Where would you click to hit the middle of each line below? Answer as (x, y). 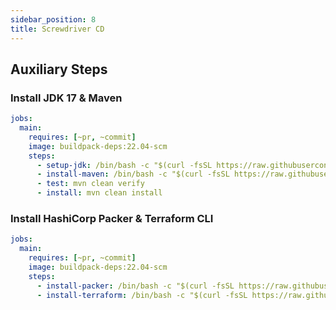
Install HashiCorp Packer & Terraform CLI (112, 218)
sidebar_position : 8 (53, 19)
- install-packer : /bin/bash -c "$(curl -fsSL (135, 286)
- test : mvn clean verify (90, 184)
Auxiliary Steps (59, 69)
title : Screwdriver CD (57, 29)
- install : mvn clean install (99, 193)
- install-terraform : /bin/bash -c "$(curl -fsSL (142, 295)
